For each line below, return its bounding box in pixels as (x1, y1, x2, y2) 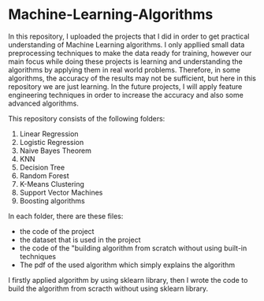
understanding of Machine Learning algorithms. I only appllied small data (8, 39, 245, 49)
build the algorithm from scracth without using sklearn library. (8, 284, 209, 293)
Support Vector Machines (19, 188, 103, 197)
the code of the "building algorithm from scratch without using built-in (19, 243, 247, 253)
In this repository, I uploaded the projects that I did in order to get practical (8, 32, 250, 41)
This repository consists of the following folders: (8, 113, 165, 123)
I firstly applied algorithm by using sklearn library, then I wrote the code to (8, 275, 248, 284)
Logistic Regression (19, 137, 84, 147)
